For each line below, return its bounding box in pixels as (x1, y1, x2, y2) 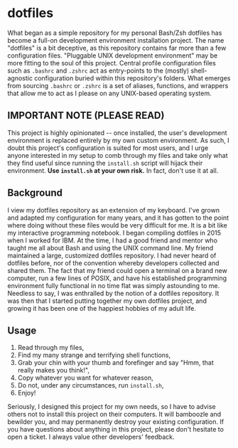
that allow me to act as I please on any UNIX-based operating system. (7, 89, 212, 97)
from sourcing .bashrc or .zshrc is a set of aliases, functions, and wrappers (7, 81, 229, 90)
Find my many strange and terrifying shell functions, (17, 351, 171, 360)
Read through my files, (17, 343, 85, 352)
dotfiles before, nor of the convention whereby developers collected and (7, 258, 220, 267)
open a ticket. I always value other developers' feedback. (7, 432, 175, 442)
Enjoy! (17, 389, 36, 398)
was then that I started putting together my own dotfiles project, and (7, 297, 207, 305)
